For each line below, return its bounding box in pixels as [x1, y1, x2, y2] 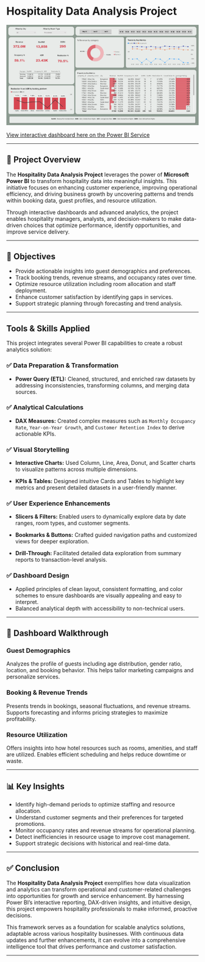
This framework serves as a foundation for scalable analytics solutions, [6, 923, 185, 931]
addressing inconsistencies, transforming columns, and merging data [15, 381, 190, 389]
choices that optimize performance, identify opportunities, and [23, 221, 181, 229]
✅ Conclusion [6, 863, 60, 874]
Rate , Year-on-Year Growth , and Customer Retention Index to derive [15, 423, 185, 431]
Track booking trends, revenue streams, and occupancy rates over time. [15, 274, 197, 281]
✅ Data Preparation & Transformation [6, 361, 119, 370]
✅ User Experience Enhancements [6, 499, 111, 508]
